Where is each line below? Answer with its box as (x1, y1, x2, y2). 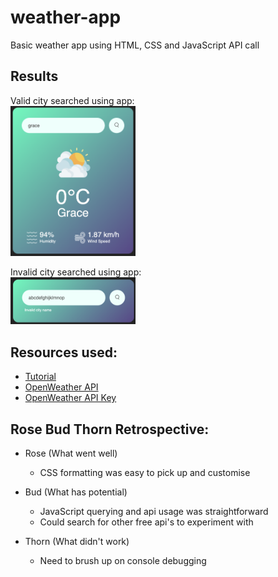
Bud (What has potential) (24, 486, 128, 498)
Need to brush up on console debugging (39, 554, 207, 566)
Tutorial (24, 371, 57, 383)
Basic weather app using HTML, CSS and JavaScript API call (10, 39, 260, 51)
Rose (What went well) (24, 447, 118, 459)
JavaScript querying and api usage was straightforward (39, 505, 269, 517)
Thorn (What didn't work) (24, 535, 130, 547)
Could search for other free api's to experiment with (39, 516, 254, 528)
